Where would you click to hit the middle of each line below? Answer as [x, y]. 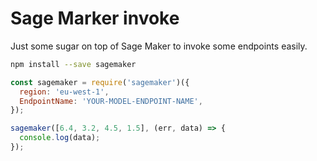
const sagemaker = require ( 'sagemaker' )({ [100, 82]
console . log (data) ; [60, 138]
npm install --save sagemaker [73, 64]
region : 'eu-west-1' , [64, 92]
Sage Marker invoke [95, 18]
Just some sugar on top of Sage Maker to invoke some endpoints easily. [159, 46]
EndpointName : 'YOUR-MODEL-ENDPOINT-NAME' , [111, 101]
